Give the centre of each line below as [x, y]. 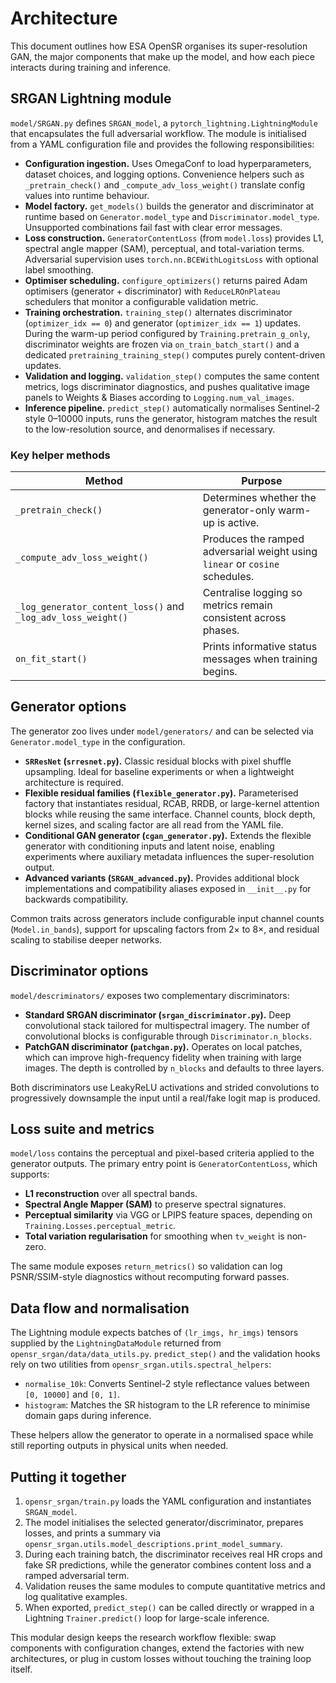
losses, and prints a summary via [93, 1533]
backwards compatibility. [76, 899]
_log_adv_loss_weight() [72, 618]
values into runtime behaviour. [87, 195]
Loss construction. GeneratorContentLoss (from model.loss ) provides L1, [174, 238]
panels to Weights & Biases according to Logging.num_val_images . [159, 397]
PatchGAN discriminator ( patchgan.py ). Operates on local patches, [163, 1046]
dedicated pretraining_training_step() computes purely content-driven [175, 354]
